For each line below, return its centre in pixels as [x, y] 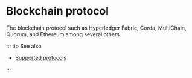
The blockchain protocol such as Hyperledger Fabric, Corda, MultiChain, [96, 28]
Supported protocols [41, 57]
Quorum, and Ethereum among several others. [64, 34]
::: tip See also [24, 46]
